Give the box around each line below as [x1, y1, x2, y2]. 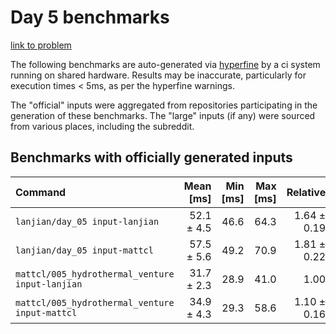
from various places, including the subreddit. [10, 120, 195, 132]
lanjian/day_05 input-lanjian [15, 216, 160, 227]
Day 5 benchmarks [10, 6, 170, 29]
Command [15, 185, 67, 199]
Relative [286, 185, 327, 199]
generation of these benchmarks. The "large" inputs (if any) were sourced [10, 109, 316, 121]
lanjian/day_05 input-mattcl [15, 244, 154, 256]
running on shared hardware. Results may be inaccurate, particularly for [10, 69, 307, 81]
